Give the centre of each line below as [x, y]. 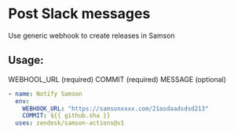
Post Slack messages [79, 14]
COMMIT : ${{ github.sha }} [66, 116]
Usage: [26, 60]
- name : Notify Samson [45, 94]
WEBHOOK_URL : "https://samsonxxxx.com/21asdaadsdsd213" [116, 108]
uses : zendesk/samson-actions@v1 [70, 123]
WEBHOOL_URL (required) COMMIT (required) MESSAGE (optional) [117, 79]
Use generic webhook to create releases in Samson [91, 35]
